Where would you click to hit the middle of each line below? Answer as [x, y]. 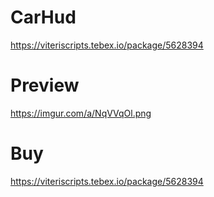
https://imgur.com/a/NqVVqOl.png [81, 113]
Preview [45, 85]
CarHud [43, 17]
